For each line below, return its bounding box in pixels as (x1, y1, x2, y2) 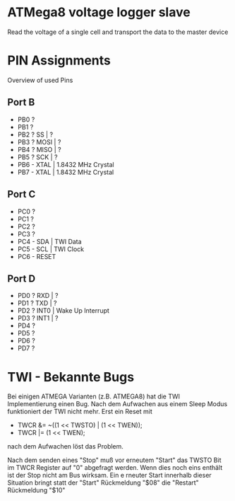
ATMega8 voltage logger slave (7, 4, 191, 21)
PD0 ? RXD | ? (17, 292, 59, 300)
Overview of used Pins (7, 76, 73, 84)
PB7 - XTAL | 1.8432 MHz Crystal (17, 168, 114, 176)
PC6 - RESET (17, 252, 56, 260)
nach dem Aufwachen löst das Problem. (7, 442, 123, 451)
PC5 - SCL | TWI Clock (17, 245, 85, 253)
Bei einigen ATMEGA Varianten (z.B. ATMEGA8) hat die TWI (7, 392, 181, 401)
